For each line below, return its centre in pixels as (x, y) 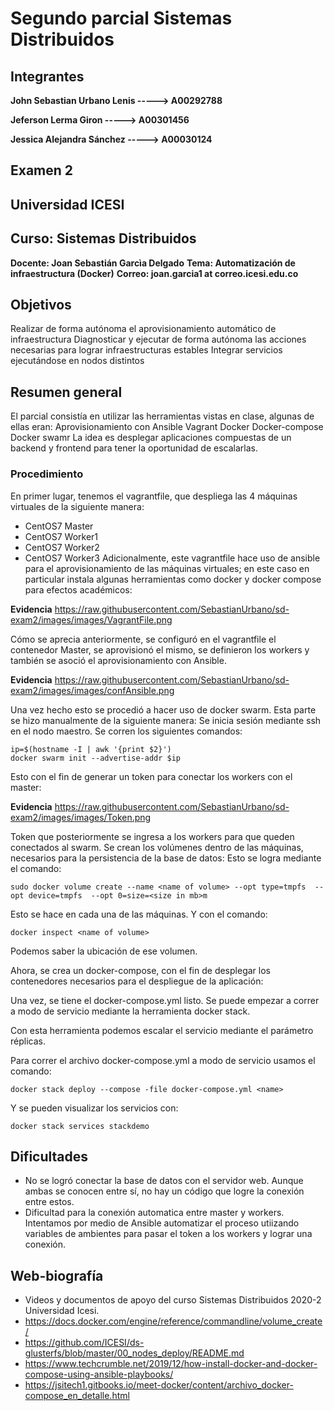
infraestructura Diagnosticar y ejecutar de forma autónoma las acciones (158, 339)
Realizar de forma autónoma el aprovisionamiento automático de (143, 329)
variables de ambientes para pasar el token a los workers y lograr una (168, 1234)
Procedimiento (47, 474)
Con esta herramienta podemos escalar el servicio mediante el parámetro (162, 1030)
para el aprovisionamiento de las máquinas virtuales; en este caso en (167, 568)
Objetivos (41, 304)
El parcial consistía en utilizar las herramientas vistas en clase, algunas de (162, 416)
